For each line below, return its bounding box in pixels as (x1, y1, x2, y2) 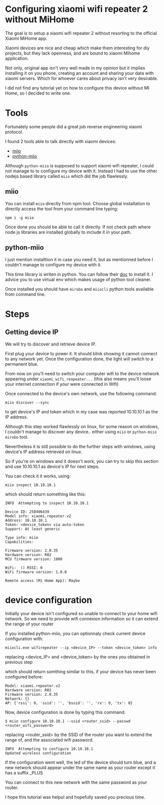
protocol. (5, 129, 24, 135)
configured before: (5, 674, 43, 680)
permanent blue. (5, 361, 39, 367)
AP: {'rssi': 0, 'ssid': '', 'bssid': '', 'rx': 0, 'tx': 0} (5, 701, 133, 706)
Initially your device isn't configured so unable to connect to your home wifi (5, 611, 158, 617)
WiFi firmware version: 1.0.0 (5, 569, 67, 574)
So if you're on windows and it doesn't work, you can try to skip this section (5, 458, 159, 464)
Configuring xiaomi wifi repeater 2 (5, 3, 148, 15)
